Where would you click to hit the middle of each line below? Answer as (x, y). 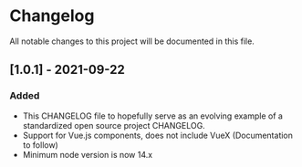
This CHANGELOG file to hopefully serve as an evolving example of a (152, 116)
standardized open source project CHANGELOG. (114, 125)
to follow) (41, 145)
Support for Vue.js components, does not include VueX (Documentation (158, 135)
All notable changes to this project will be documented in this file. (132, 41)
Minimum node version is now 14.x (88, 154)
